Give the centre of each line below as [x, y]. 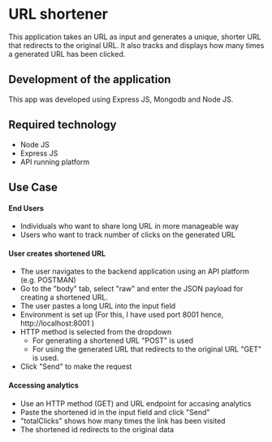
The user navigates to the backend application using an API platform [134, 271]
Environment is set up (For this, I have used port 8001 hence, [122, 315]
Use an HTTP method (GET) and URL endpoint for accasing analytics [136, 403]
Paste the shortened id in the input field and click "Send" [115, 412]
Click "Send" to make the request [76, 366]
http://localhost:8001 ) [57, 323]
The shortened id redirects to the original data [97, 429]
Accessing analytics [43, 385]
